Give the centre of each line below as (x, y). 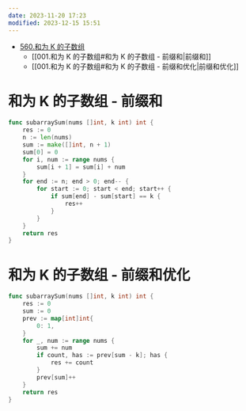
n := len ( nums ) (47, 138)
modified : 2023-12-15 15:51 (55, 23)
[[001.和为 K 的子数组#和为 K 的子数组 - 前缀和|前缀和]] (121, 56)
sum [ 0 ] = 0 (40, 152)
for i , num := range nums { (68, 159)
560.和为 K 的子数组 (52, 46)
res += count (72, 363)
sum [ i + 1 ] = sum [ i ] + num (81, 167)
